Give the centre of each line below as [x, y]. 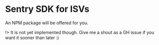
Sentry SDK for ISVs [47, 9]
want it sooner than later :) [32, 38]
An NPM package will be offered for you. [47, 23]
